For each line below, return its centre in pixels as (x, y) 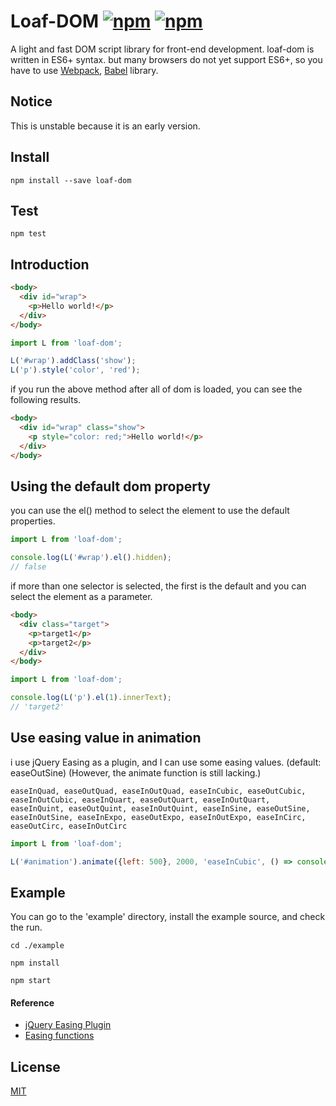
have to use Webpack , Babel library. (84, 70)
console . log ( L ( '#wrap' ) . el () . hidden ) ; (91, 558)
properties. (33, 521)
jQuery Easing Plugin (68, 1025)
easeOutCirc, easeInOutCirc (69, 826)
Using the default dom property (110, 486)
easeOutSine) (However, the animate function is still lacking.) (136, 772)
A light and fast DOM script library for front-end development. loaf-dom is (162, 49)
